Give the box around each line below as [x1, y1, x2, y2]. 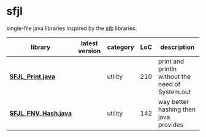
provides [158, 120, 184, 129]
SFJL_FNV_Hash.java [9, 109, 72, 117]
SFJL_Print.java [9, 72, 55, 81]
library [30, 43, 51, 51]
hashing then [158, 105, 196, 114]
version [78, 46, 101, 55]
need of [158, 80, 181, 88]
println [158, 64, 177, 73]
